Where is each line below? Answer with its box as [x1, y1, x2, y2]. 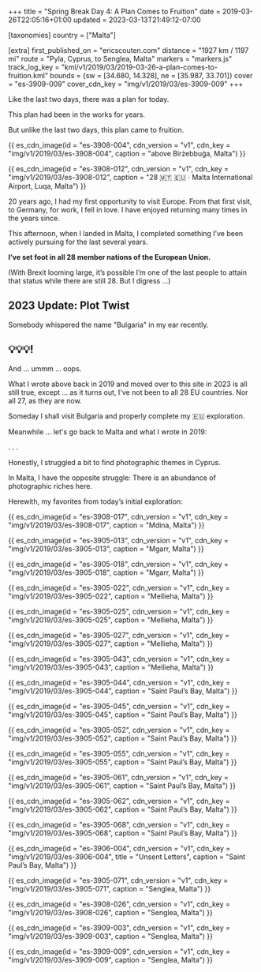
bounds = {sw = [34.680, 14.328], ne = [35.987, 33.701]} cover [50, 71, 253, 80]
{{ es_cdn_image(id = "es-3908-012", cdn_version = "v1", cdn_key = [8, 164, 229, 173]
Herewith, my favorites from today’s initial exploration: [8, 497, 183, 506]
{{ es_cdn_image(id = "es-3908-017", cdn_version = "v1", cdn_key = [8, 512, 229, 521]
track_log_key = [8, 62, 60, 72]
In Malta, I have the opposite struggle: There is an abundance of [8, 473, 217, 482]
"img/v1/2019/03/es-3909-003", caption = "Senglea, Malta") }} [8, 931, 214, 940]
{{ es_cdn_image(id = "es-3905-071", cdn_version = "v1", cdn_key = [8, 876, 229, 885]
